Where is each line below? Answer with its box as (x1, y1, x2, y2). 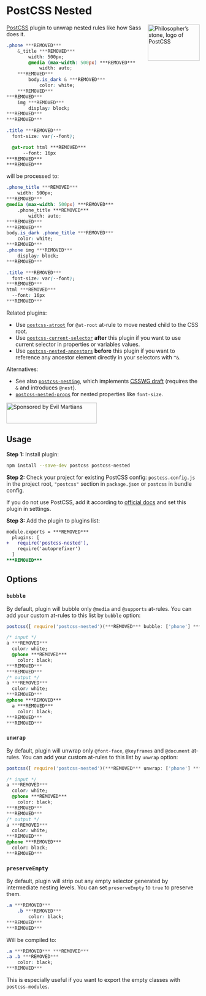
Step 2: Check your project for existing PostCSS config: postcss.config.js (6, 473, 196, 481)
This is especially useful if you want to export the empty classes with (6, 976, 181, 984)
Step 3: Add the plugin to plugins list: (6, 516, 100, 524)
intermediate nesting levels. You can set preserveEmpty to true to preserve (6, 884, 194, 891)
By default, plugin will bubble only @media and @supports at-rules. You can (6, 605, 192, 612)
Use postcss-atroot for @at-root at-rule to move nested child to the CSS (15, 321, 199, 328)
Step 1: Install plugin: (6, 450, 59, 458)
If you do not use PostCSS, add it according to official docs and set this (6, 498, 186, 506)
